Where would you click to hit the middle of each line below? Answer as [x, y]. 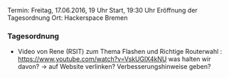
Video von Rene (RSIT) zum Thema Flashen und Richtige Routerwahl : [120, 52]
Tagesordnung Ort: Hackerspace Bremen [68, 18]
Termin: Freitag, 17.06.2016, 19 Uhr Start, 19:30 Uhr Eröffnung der [102, 10]
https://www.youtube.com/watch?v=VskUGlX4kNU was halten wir [114, 59]
